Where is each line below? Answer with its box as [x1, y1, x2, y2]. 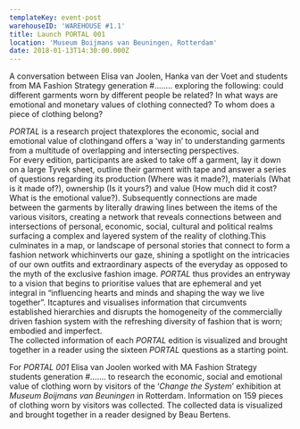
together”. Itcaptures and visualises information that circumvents [9, 297, 247, 308]
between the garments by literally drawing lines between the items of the [9, 202, 279, 213]
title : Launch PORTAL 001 [9, 29, 105, 38]
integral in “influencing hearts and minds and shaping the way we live [9, 288, 265, 299]
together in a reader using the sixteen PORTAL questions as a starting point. [9, 345, 288, 356]
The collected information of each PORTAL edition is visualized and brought [9, 335, 288, 346]
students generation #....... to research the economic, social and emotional [9, 372, 283, 383]
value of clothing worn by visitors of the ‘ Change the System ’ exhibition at [9, 381, 281, 391]
